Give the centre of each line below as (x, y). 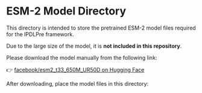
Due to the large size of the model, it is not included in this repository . (94, 46)
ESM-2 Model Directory (66, 11)
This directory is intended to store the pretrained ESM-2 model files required (101, 28)
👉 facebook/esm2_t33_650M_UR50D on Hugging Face (75, 69)
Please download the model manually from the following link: (82, 57)
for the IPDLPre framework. (40, 34)
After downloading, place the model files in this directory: (77, 83)
